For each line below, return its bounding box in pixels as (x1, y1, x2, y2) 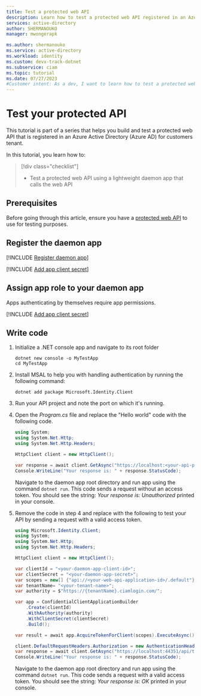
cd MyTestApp (14, 361, 48, 367)
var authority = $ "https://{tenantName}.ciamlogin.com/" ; (14, 588, 163, 595)
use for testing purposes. (6, 220, 69, 228)
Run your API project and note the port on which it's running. (14, 400, 165, 407)
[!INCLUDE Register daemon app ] (6, 253, 89, 261)
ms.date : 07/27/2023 (6, 76, 58, 82)
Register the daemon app (6, 238, 102, 248)
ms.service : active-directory (6, 47, 82, 54)
